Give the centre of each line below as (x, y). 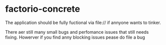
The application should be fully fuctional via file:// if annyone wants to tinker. (83, 22)
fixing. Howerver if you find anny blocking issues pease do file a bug (75, 37)
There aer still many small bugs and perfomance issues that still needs (77, 32)
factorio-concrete (43, 9)
